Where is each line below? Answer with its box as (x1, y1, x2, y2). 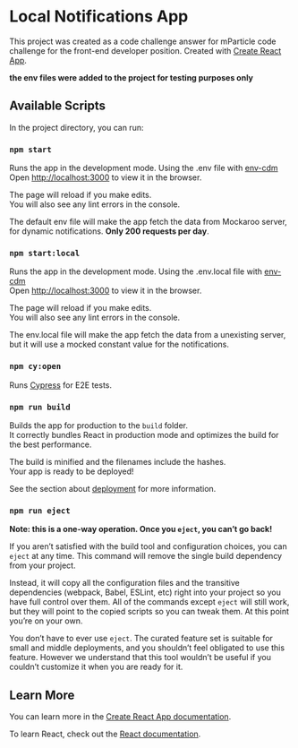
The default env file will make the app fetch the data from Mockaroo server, (9, 217, 288, 228)
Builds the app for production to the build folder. (9, 419, 189, 431)
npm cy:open (9, 361, 62, 372)
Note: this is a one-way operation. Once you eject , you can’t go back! (9, 524, 273, 535)
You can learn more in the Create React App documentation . (9, 711, 232, 722)
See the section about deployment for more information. (9, 483, 217, 494)
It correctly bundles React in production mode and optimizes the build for (9, 429, 279, 440)
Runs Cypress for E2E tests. (9, 379, 113, 391)
